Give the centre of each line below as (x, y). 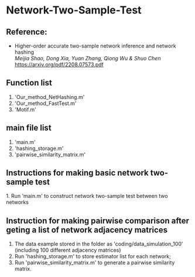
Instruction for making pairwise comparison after (97, 220)
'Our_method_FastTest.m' (46, 103)
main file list (29, 128)
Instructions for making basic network (77, 173)
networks (18, 202)
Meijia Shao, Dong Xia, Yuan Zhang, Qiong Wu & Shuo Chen (88, 58)
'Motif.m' (25, 110)
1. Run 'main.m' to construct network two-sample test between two (87, 196)
